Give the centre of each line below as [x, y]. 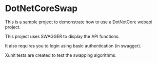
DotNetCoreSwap [41, 8]
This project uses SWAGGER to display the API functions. [62, 36]
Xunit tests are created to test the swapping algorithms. [61, 55]
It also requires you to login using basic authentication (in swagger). [73, 46]
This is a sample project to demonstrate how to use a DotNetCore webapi [79, 22]
